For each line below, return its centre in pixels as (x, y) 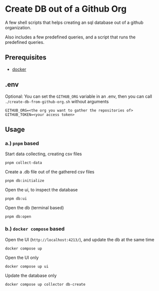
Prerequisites (26, 58)
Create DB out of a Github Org (66, 9)
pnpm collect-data (24, 163)
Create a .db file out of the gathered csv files (50, 172)
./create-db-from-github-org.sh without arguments (57, 101)
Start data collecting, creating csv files (44, 154)
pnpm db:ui (16, 199)
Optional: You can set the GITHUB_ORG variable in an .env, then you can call (79, 96)
